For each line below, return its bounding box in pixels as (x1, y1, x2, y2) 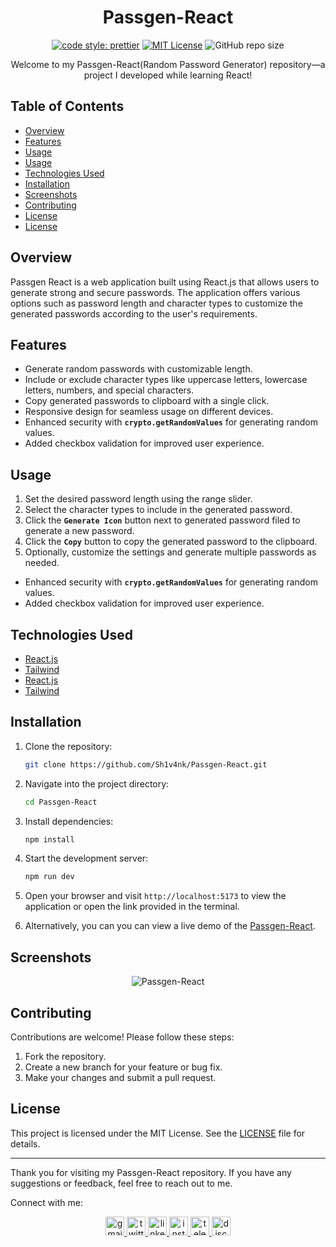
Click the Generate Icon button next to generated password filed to (24, 514, 301, 526)
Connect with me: (10, 1196, 83, 1208)
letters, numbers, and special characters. (24, 384, 195, 396)
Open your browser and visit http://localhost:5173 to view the (24, 890, 287, 902)
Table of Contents (10, 98, 125, 115)
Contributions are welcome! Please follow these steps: (10, 1031, 235, 1043)
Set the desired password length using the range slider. (24, 493, 253, 505)
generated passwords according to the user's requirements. (10, 307, 258, 320)
